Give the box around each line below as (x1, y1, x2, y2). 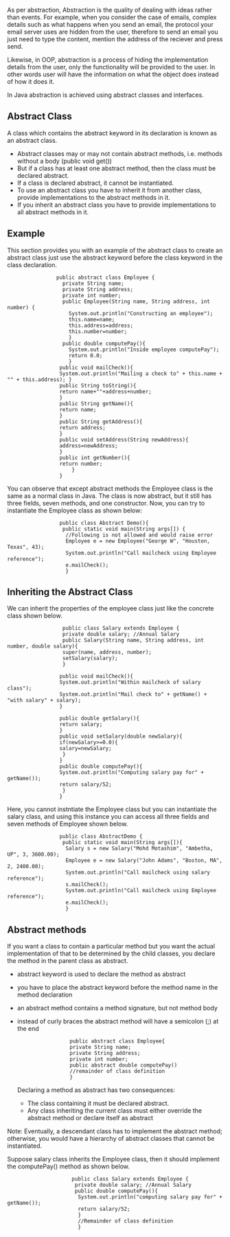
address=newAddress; (59, 442, 118, 449)
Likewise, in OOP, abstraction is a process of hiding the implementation (7, 56, 209, 64)
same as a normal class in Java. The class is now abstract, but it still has (7, 491, 211, 500)
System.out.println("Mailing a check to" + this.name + (59, 370, 223, 377)
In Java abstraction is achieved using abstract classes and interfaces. (7, 91, 204, 99)
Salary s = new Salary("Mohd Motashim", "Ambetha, (65, 845, 214, 852)
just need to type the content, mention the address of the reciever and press (7, 35, 223, 43)
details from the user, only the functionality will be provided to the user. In (7, 63, 216, 71)
